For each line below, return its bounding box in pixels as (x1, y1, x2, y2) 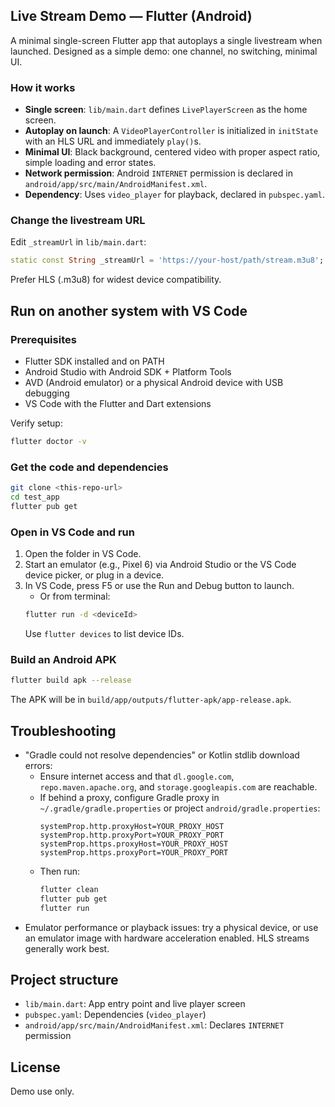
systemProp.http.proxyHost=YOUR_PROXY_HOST (39, 821, 225, 831)
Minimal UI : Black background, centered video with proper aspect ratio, (24, 146, 321, 158)
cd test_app (10, 492, 60, 503)
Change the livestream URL (10, 214, 146, 228)
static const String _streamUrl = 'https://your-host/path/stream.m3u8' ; (10, 255, 325, 266)
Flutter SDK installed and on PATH (24, 355, 165, 367)
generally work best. (24, 942, 110, 954)
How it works (10, 80, 76, 94)
